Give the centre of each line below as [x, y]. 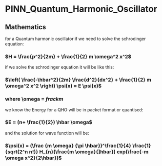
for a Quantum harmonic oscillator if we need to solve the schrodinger [76, 39]
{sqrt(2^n [17, 151]
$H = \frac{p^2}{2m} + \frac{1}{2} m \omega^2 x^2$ [68, 56]
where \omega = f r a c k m [34, 99]
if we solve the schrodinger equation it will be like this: [60, 67]
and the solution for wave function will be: [47, 133]
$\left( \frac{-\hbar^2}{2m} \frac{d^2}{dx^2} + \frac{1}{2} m [78, 80]
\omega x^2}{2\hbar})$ [33, 158]
